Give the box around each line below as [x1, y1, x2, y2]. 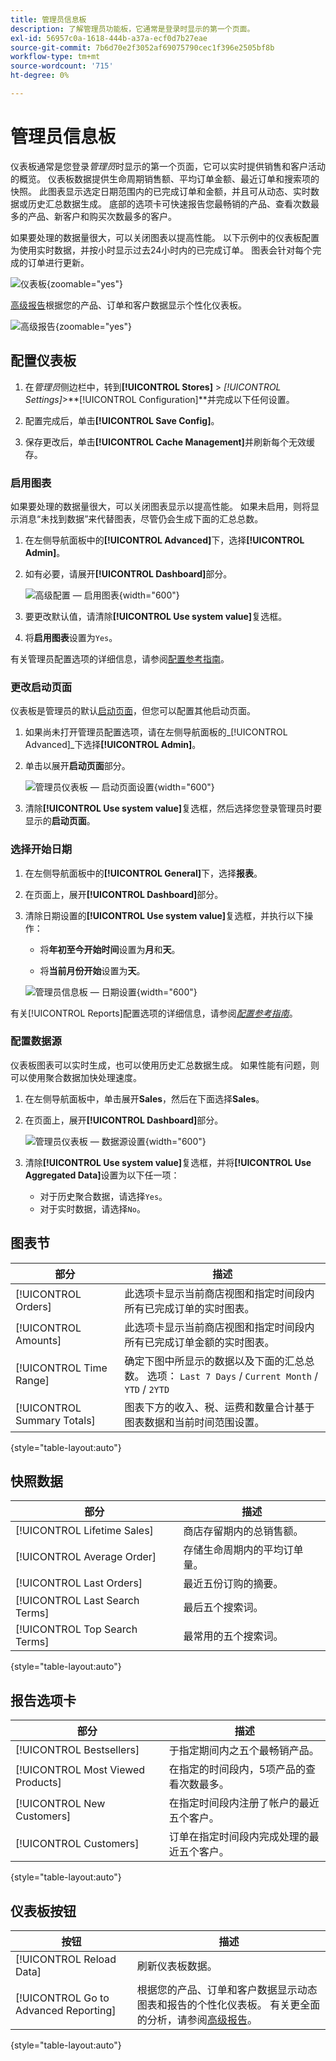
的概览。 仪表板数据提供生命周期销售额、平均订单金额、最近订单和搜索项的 [10, 172, 320, 185]
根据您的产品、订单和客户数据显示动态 [136, 1983, 318, 1997]
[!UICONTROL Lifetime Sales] [15, 1524, 154, 1538]
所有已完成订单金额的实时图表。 [124, 1335, 275, 1349]
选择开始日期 [10, 842, 73, 856]
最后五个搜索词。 [183, 1601, 264, 1615]
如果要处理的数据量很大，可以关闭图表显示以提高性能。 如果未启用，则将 [10, 500, 311, 512]
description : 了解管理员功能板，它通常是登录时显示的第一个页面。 [10, 24, 255, 34]
